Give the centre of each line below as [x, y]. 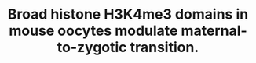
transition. [165, 47]
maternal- [214, 31]
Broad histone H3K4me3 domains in [128, 14]
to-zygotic [92, 47]
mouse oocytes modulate [93, 31]
